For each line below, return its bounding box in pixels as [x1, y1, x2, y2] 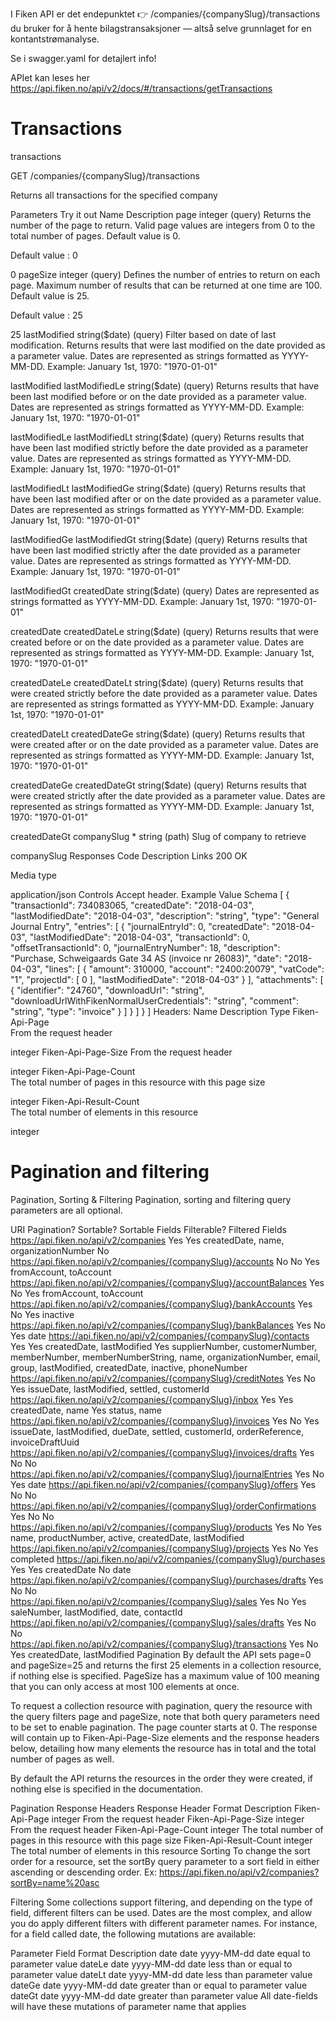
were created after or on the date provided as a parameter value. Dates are [10, 738, 319, 750]
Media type [10, 869, 58, 881]
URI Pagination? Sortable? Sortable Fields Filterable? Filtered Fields [10, 1223, 287, 1235]
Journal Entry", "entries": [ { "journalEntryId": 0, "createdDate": [10, 920, 270, 932]
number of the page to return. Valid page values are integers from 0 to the [10, 219, 316, 231]
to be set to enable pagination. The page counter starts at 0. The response [10, 1721, 318, 1733]
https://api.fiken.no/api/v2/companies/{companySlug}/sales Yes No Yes [10, 1595, 307, 1607]
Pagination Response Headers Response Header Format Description [10, 1802, 292, 1814]
